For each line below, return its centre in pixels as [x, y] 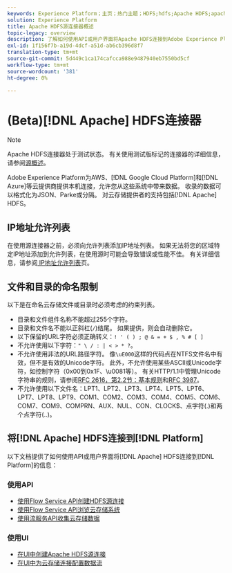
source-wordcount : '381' [43, 71]
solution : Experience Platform [52, 20]
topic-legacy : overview [41, 33]
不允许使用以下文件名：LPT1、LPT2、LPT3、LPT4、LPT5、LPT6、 [113, 388]
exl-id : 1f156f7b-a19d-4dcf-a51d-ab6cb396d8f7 [75, 46]
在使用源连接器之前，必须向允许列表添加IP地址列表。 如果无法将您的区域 [110, 246]
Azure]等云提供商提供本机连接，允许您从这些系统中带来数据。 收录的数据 [111, 186]
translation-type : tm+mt [43, 53]
